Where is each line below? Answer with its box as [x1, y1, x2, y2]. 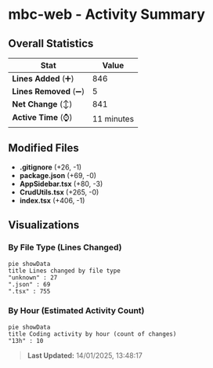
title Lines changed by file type [8, 267, 121, 275]
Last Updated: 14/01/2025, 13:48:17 [27, 351, 143, 360]
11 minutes [92, 113, 135, 124]
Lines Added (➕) [12, 73, 74, 84]
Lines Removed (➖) [12, 86, 85, 97]
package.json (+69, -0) [19, 170, 96, 180]
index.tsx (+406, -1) [19, 195, 85, 205]
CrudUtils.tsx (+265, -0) [19, 187, 99, 197]
